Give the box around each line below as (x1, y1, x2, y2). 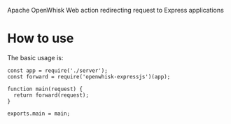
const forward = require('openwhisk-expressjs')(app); (7, 73, 171, 80)
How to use (7, 31, 74, 46)
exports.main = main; (7, 110, 71, 117)
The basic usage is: (7, 53, 64, 62)
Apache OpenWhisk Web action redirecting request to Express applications (7, 6, 224, 14)
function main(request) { (7, 85, 83, 92)
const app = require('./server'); (7, 67, 108, 74)
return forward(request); (13, 91, 90, 99)
